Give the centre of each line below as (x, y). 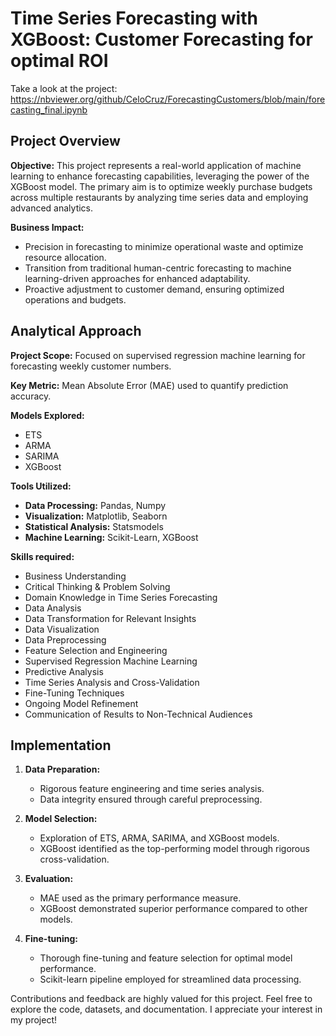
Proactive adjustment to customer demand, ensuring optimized (154, 289)
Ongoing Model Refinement (81, 703)
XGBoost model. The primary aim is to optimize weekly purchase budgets (161, 186)
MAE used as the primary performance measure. (140, 898)
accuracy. (31, 396)
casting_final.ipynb (49, 109)
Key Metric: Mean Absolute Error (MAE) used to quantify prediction (149, 385)
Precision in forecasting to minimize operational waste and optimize (164, 246)
